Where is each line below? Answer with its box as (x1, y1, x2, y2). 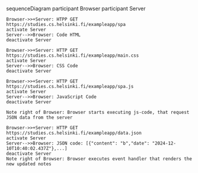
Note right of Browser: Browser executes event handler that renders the (6, 156, 193, 162)
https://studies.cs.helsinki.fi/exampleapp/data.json (6, 130, 142, 136)
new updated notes (6, 161, 52, 167)
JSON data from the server (6, 115, 73, 120)
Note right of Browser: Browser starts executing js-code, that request (6, 109, 190, 115)
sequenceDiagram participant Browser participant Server (6, 5, 146, 12)
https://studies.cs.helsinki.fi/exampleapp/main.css (6, 53, 139, 58)
